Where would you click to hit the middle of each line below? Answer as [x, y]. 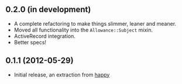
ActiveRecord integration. [44, 36]
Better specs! [30, 42]
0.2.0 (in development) [48, 10]
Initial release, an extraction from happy [62, 75]
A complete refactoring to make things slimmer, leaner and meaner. [95, 23]
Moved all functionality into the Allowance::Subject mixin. [83, 30]
